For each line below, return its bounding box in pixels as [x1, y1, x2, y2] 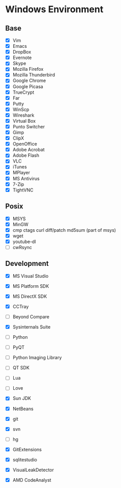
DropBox [12, 49, 32, 55]
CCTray [12, 303, 29, 309]
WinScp [12, 106, 29, 113]
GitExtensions [12, 446, 42, 452]
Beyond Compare [12, 313, 50, 319]
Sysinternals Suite [12, 324, 51, 330]
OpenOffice [12, 141, 37, 147]
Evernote [12, 55, 32, 61]
